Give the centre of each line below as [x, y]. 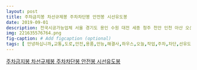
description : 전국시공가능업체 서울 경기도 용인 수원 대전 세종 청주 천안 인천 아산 [94, 28]
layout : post [22, 11]
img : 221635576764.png [34, 33]
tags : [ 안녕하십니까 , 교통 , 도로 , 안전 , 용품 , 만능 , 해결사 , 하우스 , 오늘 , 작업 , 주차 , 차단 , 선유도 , [100, 44]
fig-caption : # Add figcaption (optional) [59, 38]
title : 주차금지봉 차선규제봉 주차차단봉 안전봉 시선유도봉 [67, 17]
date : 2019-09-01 [27, 22]
